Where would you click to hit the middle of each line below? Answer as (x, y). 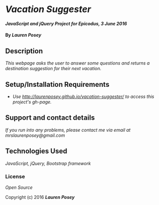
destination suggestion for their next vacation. (54, 69)
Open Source (19, 187)
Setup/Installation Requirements (57, 84)
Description (24, 51)
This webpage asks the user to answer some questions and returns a (77, 63)
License (15, 176)
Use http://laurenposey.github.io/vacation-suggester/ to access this (83, 96)
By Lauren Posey (23, 35)
